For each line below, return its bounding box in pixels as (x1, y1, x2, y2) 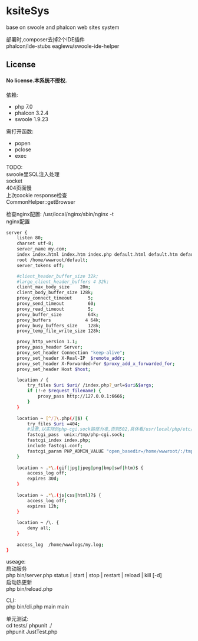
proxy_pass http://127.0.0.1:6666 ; (37, 393, 126, 399)
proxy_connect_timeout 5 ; (16, 295, 94, 301)
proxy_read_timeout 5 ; (16, 306, 94, 312)
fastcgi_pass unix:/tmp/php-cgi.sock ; (27, 432, 126, 438)
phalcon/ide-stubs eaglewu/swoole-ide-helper (6, 43, 120, 50)
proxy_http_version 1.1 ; (16, 339, 78, 345)
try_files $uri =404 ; (27, 421, 81, 427)
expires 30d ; (27, 476, 60, 482)
